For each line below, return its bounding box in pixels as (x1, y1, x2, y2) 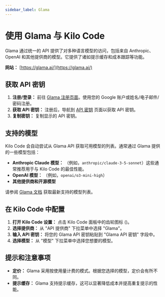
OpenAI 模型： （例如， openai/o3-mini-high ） (12, 172, 108, 178)
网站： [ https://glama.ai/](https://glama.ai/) (5, 64, 92, 70)
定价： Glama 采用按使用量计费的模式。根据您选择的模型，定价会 (12, 268, 145, 274)
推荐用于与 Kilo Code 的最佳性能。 (16, 166, 87, 172)
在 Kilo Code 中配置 (5, 205, 65, 214)
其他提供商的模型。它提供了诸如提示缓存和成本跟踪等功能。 (26, 54, 147, 60)
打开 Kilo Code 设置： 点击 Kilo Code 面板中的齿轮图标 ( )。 (12, 219, 132, 225)
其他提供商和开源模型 (12, 178, 56, 184)
